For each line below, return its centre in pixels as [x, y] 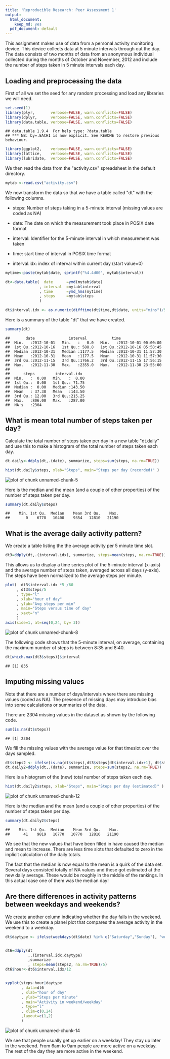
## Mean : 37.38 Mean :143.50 [45, 391]
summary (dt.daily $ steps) [31, 504]
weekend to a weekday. [30, 927]
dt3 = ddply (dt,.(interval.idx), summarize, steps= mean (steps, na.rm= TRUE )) [86, 555]
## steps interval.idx [44, 374]
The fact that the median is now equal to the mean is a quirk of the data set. [84, 864]
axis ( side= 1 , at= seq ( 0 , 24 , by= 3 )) [43, 623]
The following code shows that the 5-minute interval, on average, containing [85, 642]
